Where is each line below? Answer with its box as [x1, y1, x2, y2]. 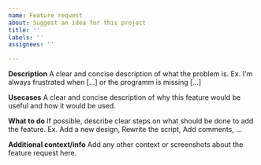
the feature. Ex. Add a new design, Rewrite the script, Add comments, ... [8, 125, 243, 134]
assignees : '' [8, 41, 55, 49]
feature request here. [8, 148, 77, 158]
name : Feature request [8, 11, 83, 20]
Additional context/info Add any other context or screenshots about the [8, 140, 244, 149]
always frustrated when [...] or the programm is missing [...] [8, 78, 202, 87]
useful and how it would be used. [8, 101, 116, 111]
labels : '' [8, 33, 44, 42]
